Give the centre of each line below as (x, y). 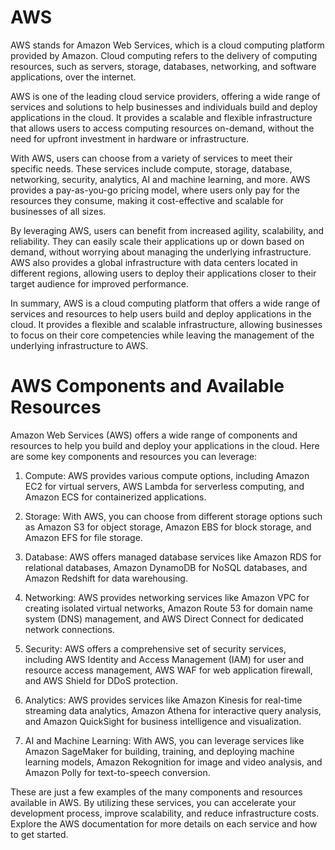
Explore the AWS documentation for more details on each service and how (164, 823)
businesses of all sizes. (58, 211)
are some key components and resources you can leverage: (134, 456)
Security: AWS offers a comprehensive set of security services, (155, 648)
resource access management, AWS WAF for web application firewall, (168, 670)
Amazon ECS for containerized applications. (115, 497)
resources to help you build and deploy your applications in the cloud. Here (165, 445)
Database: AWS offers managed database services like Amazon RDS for (173, 557)
